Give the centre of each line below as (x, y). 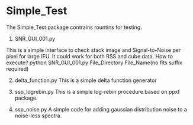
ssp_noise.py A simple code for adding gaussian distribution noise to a (101, 109)
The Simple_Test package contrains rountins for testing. (74, 27)
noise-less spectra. (38, 116)
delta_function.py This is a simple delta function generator (86, 80)
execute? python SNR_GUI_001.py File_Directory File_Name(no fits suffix (94, 63)
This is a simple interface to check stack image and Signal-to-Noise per (94, 50)
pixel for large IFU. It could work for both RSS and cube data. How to (90, 56)
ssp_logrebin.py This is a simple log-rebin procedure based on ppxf (97, 91)
